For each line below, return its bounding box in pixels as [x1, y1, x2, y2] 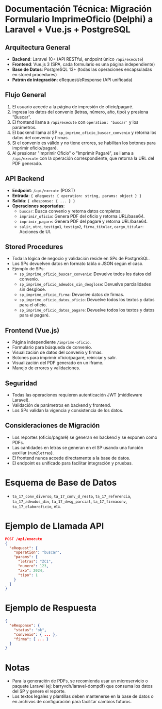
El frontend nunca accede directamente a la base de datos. [12, 455, 130, 461]
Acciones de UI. [19, 229, 51, 234]
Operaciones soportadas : [12, 203, 65, 209]
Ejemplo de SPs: [12, 266, 45, 272]
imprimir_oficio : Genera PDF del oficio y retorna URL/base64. [19, 213, 145, 219]
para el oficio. [19, 302, 47, 308]
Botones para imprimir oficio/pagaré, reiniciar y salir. [12, 355, 117, 361]
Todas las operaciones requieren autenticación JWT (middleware [12, 392, 143, 398]
